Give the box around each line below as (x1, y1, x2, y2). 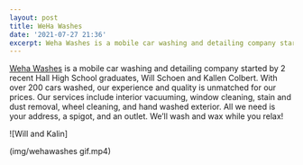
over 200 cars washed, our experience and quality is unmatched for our (9, 82, 277, 93)
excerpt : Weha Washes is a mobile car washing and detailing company (9, 38, 277, 48)
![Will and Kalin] (9, 128, 69, 140)
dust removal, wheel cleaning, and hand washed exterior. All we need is (9, 101, 276, 113)
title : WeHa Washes (9, 22, 83, 31)
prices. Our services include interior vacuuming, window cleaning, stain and (9, 92, 291, 103)
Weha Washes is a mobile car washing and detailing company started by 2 (9, 63, 286, 74)
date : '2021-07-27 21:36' (9, 30, 106, 39)
